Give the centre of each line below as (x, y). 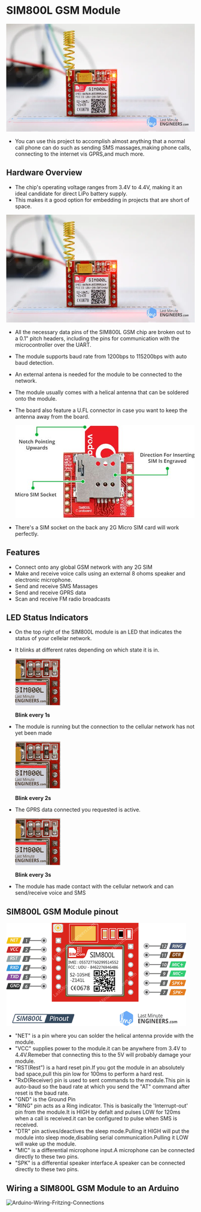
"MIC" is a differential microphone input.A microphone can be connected (105, 1150)
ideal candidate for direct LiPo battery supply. (71, 193)
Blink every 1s (32, 715)
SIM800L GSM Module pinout (62, 912)
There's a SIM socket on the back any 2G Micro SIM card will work (97, 527)
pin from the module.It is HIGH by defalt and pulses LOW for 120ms (98, 1112)
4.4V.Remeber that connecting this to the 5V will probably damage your (103, 1055)
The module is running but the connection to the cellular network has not (105, 727)
